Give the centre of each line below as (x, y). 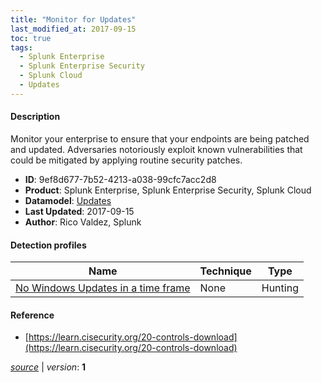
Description (35, 117)
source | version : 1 (48, 367)
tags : (21, 47)
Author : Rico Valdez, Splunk (83, 222)
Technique (225, 271)
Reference (32, 315)
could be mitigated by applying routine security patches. (126, 160)
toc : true (31, 38)
